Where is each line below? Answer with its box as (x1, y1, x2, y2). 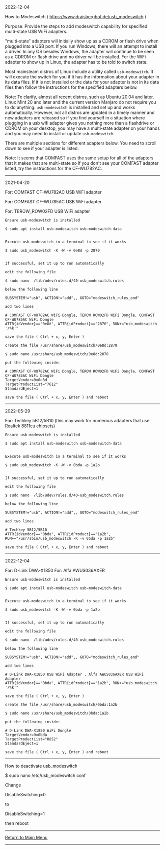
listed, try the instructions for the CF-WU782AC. (5, 165, 102, 171)
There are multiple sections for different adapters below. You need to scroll (5, 140, 157, 146)
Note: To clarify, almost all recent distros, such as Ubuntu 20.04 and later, (5, 94, 154, 100)
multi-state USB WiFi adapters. (5, 29, 68, 34)
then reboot (5, 820, 29, 826)
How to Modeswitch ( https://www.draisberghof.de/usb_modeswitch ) (5, 14, 146, 19)
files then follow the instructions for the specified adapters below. (5, 84, 138, 90)
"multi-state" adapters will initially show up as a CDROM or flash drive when (5, 38, 159, 44)
